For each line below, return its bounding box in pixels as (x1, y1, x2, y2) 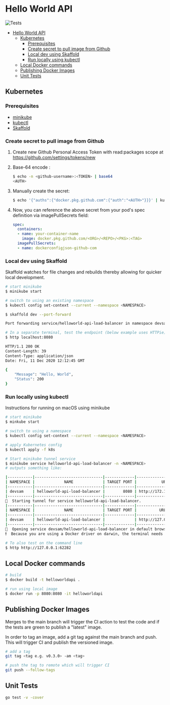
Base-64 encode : (12, 164, 51, 170)
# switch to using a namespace (5, 428, 71, 434)
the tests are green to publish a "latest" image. (5, 624, 102, 630)
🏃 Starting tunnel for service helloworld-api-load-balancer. (5, 498, 142, 503)
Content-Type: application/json (5, 353, 73, 359)
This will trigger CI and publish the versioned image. (5, 639, 114, 645)
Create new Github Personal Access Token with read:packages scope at (12, 149, 163, 155)
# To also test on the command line (5, 540, 82, 545)
